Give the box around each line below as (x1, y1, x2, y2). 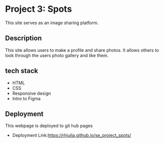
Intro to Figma (12, 95, 41, 102)
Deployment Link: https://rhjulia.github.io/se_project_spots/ (12, 132, 131, 139)
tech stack (5, 67, 38, 75)
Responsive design (12, 90, 51, 96)
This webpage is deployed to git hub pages (5, 123, 93, 129)
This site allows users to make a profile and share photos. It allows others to (5, 47, 159, 53)
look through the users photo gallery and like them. (5, 52, 109, 58)
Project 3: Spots (5, 3, 72, 15)
